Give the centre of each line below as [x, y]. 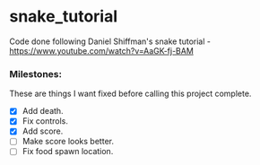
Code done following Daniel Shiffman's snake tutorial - [110, 41]
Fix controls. [45, 121]
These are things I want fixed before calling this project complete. [130, 94]
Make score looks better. [68, 142]
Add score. [43, 131]
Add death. [43, 111]
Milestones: [36, 74]
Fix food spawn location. [68, 152]
